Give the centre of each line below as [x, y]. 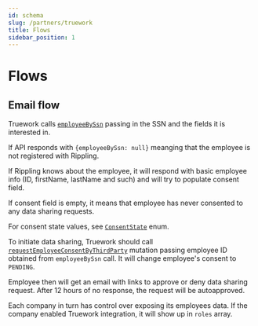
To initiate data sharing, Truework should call [81, 242]
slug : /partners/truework [50, 23]
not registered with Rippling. [54, 156]
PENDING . [22, 267]
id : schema [26, 15]
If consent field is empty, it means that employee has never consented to [125, 203]
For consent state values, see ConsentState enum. [89, 227]
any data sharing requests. [51, 211]
